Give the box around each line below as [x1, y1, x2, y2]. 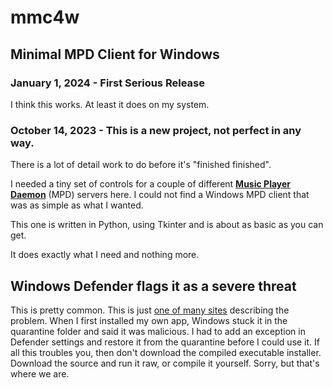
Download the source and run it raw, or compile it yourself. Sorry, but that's [10, 357, 320, 369]
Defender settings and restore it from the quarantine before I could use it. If [10, 336, 321, 348]
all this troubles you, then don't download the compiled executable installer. [10, 346, 322, 358]
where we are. [10, 367, 70, 380]
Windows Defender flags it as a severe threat [10, 277, 297, 295]
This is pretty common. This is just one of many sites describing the [10, 304, 290, 316]
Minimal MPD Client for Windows [10, 46, 220, 63]
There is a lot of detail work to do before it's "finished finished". [10, 159, 272, 171]
